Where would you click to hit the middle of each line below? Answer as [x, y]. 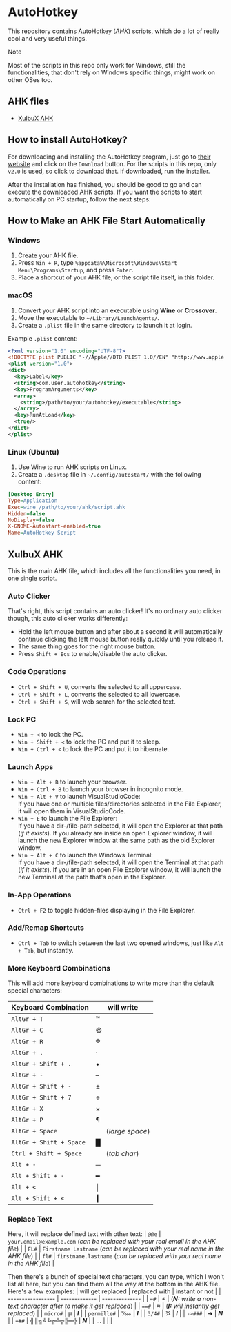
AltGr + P [27, 1120]
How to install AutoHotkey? [68, 140]
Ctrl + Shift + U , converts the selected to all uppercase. [100, 686]
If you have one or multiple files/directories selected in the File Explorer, [120, 804]
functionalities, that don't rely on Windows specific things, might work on [112, 72]
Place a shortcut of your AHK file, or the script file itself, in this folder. [116, 277]
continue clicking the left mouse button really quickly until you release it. [120, 639]
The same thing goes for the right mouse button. [87, 646]
